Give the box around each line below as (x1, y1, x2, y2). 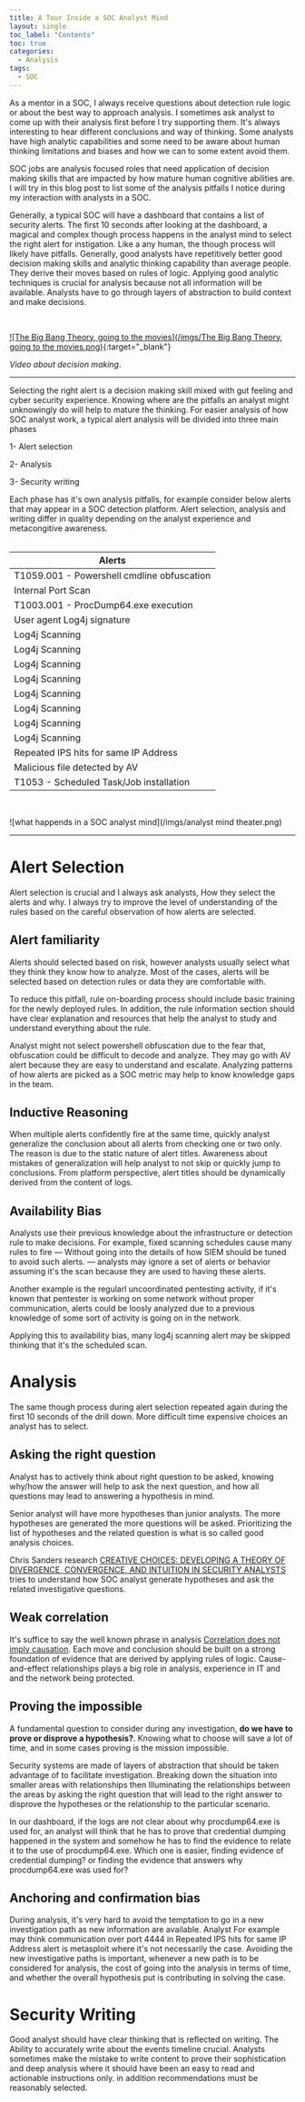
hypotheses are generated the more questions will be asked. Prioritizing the (9, 1518, 292, 1528)
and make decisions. (9, 296, 87, 307)
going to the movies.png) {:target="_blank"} (9, 341, 172, 352)
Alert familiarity (9, 932, 101, 948)
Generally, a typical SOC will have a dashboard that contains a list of (9, 210, 265, 221)
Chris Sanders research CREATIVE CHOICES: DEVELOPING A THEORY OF (9, 1554, 286, 1566)
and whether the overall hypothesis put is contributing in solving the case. (9, 1972, 286, 1983)
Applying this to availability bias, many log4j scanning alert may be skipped (9, 1331, 290, 1341)
